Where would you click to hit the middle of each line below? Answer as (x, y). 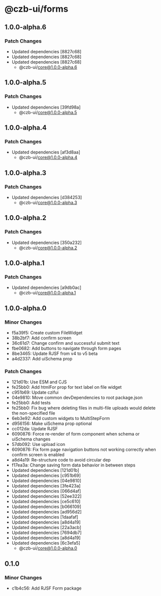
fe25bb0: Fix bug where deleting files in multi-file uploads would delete (84, 408)
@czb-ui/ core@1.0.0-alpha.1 (47, 293)
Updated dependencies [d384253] (47, 197)
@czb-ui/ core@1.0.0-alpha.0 (48, 548)
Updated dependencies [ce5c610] (46, 502)
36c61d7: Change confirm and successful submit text (65, 343)
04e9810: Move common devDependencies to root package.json (77, 397)
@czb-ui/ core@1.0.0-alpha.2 (48, 247)
